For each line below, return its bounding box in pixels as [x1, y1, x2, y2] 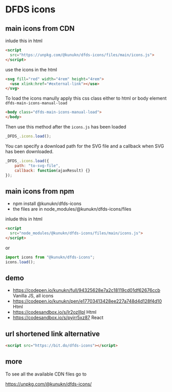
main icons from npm [5, 186, 74, 196]
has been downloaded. [5, 148, 54, 155]
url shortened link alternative [5, 329, 100, 338]
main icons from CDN [5, 24, 75, 33]
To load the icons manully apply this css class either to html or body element [5, 95, 167, 101]
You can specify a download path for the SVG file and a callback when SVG [5, 143, 164, 149]
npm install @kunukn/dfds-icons [12, 200, 82, 207]
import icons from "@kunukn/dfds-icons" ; [5, 254, 95, 260]
